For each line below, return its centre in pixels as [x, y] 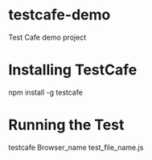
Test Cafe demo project [47, 37]
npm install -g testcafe [45, 92]
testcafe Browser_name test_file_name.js [76, 147]
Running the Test [66, 125]
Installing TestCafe [73, 70]
